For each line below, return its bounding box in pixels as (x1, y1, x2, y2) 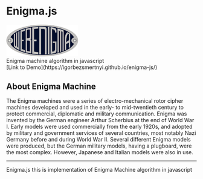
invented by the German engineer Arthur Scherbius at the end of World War (6, 117, 195, 124)
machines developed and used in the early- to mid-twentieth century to (6, 104, 184, 111)
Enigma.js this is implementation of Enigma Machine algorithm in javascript (6, 166, 192, 174)
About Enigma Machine (6, 81, 97, 91)
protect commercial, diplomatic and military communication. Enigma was (6, 110, 187, 117)
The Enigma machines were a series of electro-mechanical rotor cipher (6, 97, 184, 105)
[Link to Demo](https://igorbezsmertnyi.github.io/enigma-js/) (6, 63, 158, 71)
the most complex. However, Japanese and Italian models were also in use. (6, 149, 193, 156)
